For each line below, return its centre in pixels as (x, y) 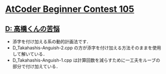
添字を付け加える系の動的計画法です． (52, 41)
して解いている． (30, 54)
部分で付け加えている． (36, 66)
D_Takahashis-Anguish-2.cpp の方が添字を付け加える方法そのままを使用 (86, 48)
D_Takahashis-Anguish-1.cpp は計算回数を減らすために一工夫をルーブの (86, 60)
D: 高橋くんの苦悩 (32, 29)
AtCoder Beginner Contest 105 (70, 9)
